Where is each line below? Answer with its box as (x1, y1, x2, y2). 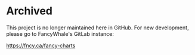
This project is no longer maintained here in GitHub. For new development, (6, 24, 189, 31)
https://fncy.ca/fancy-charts (6, 42, 76, 49)
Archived (6, 4, 52, 18)
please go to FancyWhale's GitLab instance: (6, 30, 114, 37)
